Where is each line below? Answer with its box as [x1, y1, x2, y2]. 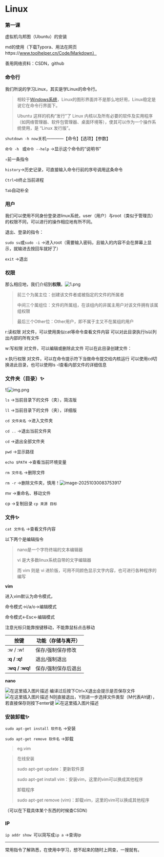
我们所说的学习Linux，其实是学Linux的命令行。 [5, 86, 100, 92]
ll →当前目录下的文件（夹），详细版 [5, 407, 77, 413]
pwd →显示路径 [5, 449, 34, 454]
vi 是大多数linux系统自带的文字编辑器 [17, 557, 91, 563]
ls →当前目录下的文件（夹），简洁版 [5, 397, 77, 403]
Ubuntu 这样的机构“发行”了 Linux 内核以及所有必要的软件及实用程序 [17, 113, 153, 119]
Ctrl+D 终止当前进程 [5, 177, 44, 183]
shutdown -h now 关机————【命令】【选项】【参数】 [5, 135, 111, 141]
